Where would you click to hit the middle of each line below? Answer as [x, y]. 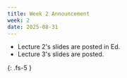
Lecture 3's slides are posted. [61, 54]
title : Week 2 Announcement [49, 14]
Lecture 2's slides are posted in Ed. [69, 47]
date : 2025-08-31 [33, 27]
